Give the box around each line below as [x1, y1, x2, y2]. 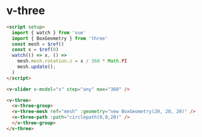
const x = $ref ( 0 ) [12, 46, 59, 53]
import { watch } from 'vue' [12, 29, 86, 35]
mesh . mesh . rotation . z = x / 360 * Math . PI [17, 58, 127, 64]
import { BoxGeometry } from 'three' [12, 35, 108, 42]
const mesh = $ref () [12, 41, 64, 47]
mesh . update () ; [17, 64, 56, 70]
